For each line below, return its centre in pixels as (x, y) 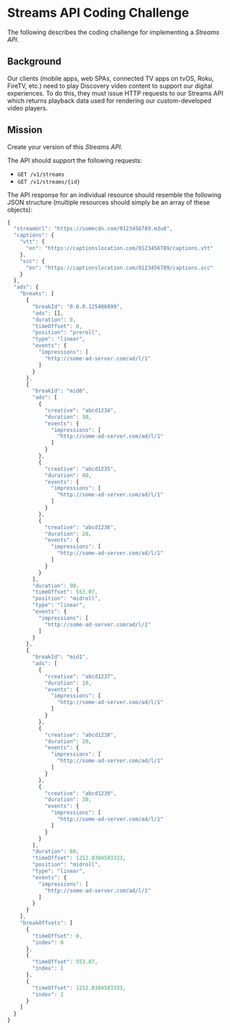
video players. (28, 108)
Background (34, 62)
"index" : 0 (48, 942)
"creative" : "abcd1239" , (80, 793)
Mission (25, 130)
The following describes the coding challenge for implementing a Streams (113, 32)
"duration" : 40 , (68, 475)
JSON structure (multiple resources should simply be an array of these (109, 202)
